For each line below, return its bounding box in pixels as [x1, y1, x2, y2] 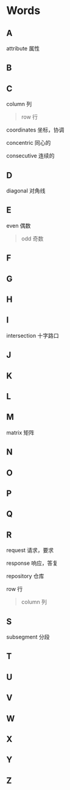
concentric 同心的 [6, 139, 51, 147]
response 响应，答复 [6, 559, 58, 567]
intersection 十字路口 [6, 332, 59, 339]
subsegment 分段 [6, 633, 50, 640]
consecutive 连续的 [6, 152, 55, 159]
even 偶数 [6, 222, 31, 229]
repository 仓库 [6, 573, 44, 580]
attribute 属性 [6, 45, 40, 52]
